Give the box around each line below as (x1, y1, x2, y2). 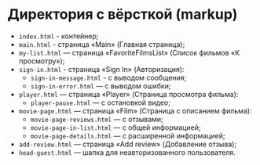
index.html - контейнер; (18, 31, 99, 41)
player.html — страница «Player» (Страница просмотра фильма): (18, 89, 239, 99)
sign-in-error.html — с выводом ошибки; (30, 81, 171, 91)
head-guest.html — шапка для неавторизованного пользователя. (18, 147, 236, 157)
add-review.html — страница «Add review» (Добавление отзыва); (18, 139, 237, 149)
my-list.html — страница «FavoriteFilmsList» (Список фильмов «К (18, 48, 240, 57)
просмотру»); (18, 56, 65, 66)
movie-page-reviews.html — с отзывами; (30, 114, 164, 124)
